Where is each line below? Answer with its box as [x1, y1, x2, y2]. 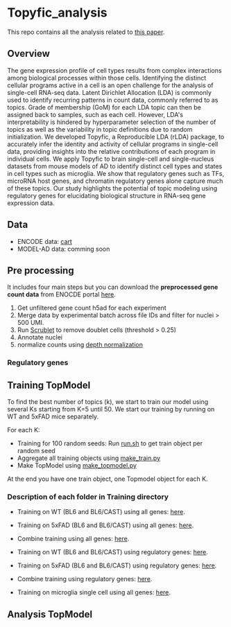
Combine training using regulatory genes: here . [17, 575, 153, 583]
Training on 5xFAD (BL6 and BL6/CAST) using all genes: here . [17, 521, 194, 529]
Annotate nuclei [17, 333, 62, 342]
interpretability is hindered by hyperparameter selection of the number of [7, 118, 216, 126]
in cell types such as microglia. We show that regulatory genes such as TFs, [7, 169, 224, 177]
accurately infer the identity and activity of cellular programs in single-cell [7, 140, 219, 148]
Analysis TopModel [7, 608, 93, 620]
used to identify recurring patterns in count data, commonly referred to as [7, 96, 219, 104]
